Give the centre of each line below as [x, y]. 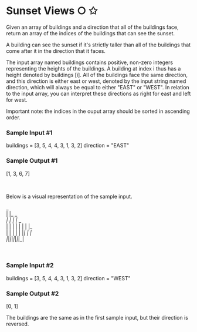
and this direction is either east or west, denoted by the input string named [96, 81]
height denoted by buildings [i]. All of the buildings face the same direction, [97, 75]
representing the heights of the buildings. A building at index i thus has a [94, 68]
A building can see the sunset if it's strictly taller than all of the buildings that [98, 45]
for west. [17, 100]
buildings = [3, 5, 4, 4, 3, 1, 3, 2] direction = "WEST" [68, 278]
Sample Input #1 [29, 132]
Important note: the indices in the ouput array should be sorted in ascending [98, 111]
